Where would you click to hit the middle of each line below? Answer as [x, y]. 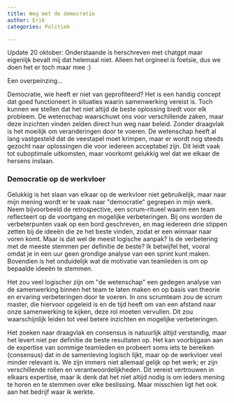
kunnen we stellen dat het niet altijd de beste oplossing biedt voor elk [107, 109]
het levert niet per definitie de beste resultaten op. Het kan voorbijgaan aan [115, 340]
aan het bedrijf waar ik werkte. [51, 392]
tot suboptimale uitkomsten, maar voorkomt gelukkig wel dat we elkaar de [114, 153]
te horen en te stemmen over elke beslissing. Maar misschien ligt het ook [112, 384]
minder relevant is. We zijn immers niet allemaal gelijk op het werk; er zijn [112, 362]
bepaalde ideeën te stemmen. [50, 268]
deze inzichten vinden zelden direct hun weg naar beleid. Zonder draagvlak [116, 124]
